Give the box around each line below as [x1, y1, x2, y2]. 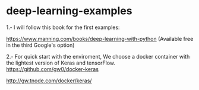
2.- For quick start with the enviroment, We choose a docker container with [6, 53, 190, 60]
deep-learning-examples [6, 4, 132, 18]
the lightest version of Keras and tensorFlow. [6, 59, 116, 66]
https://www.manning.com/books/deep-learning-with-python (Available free [6, 35, 194, 42]
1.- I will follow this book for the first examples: [6, 24, 120, 31]
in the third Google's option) [6, 41, 75, 49]
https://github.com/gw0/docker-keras [6, 65, 99, 72]
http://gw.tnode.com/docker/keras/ [6, 77, 92, 84]
